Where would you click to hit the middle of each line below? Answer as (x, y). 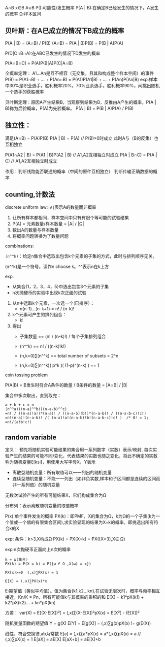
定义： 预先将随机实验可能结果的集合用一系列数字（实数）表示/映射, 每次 (79, 450)
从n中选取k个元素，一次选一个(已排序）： (53, 303)
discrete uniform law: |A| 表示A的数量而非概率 (51, 207)
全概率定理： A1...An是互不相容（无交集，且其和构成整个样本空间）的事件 (80, 73)
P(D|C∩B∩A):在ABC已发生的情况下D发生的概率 (53, 53)
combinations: (19, 246)
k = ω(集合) (16, 560)
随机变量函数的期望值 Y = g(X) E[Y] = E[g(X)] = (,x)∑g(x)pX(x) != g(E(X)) (78, 623)
